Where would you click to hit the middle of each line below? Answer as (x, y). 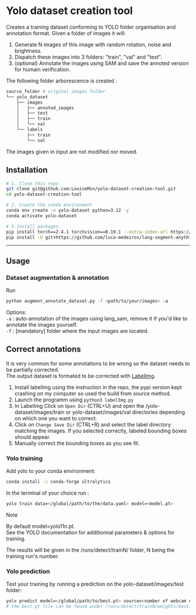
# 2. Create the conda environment (49, 205)
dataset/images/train (39, 412)
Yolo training (24, 458)
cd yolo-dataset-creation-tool (44, 194)
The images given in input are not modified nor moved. (72, 152)
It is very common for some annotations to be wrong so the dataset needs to (98, 363)
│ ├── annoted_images (45, 108)
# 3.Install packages (32, 226)
